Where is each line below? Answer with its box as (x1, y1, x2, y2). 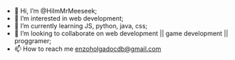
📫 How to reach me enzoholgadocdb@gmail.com (14, 44, 161, 53)
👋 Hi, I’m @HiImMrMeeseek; (14, 7, 98, 15)
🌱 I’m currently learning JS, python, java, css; (14, 22, 148, 30)
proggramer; (14, 37, 52, 45)
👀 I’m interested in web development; (14, 14, 124, 23)
